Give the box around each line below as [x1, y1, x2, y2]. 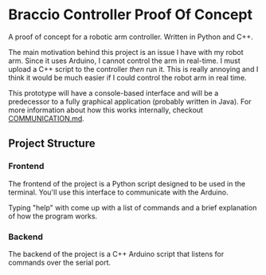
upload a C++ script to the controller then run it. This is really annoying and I [8, 64, 259, 73]
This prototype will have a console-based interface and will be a [8, 88, 219, 97]
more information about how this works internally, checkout [8, 105, 203, 115]
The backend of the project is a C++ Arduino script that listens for [8, 249, 225, 258]
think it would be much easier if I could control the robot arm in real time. [8, 73, 247, 82]
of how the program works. [8, 211, 98, 221]
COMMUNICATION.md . [8, 113, 85, 123]
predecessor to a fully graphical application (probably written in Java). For [8, 96, 252, 106]
